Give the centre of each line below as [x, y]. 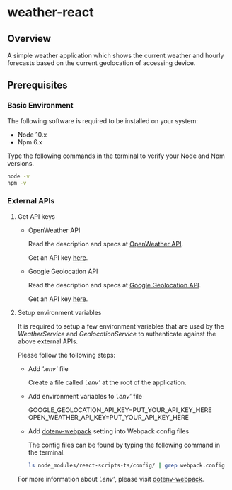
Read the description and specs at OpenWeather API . [106, 244]
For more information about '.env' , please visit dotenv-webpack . [111, 479]
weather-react [51, 12]
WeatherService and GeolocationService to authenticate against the [117, 334]
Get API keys [36, 216]
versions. [21, 163]
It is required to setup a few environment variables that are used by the [121, 326]
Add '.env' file [48, 368]
